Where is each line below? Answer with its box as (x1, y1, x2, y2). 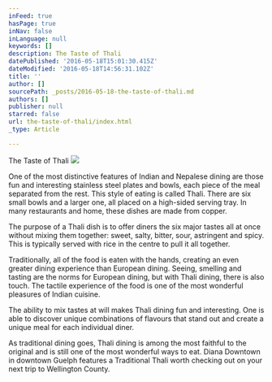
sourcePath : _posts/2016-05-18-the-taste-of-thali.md (8, 87, 195, 96)
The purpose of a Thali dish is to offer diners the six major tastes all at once (8, 221, 261, 232)
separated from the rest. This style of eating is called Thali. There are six (8, 189, 252, 198)
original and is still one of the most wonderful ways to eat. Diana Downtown (8, 346, 261, 356)
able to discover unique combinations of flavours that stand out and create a (8, 314, 264, 323)
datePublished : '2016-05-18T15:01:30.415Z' (8, 58, 158, 66)
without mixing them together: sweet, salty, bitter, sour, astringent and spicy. (8, 230, 265, 240)
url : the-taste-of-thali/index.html (8, 118, 132, 126)
